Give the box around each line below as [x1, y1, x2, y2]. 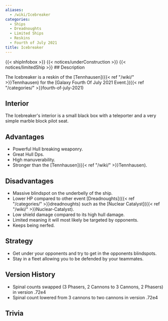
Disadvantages [5, 177, 54, 185]
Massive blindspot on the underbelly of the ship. [12, 190, 113, 196]
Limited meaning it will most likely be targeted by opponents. [12, 217, 139, 223]
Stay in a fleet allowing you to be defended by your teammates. [12, 255, 144, 261]
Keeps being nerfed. [12, 223, 55, 229]
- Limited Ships [10, 31, 44, 36]
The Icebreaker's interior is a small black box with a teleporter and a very [5, 113, 156, 119]
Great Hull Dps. [12, 151, 44, 157]
